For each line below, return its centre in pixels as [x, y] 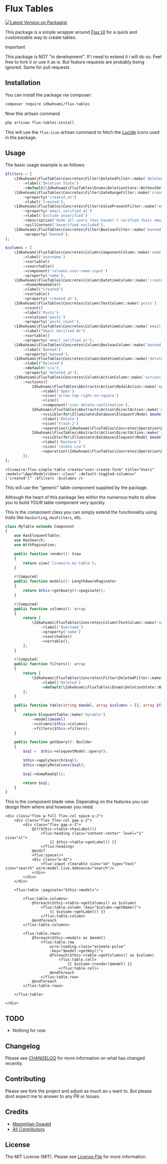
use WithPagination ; [35, 545]
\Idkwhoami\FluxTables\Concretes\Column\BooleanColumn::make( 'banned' [89, 345]
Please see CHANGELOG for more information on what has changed [75, 1058]
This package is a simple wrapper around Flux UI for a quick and [71, 32]
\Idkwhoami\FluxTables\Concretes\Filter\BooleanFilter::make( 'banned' [89, 229]
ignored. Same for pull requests [37, 67]
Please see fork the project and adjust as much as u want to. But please [79, 1091]
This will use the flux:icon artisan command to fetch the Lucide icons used [83, 132]
